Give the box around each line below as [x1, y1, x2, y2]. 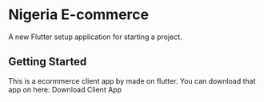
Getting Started [8, 55, 87, 69]
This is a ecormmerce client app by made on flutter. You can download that [8, 76, 256, 85]
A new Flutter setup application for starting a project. [8, 32, 182, 41]
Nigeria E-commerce [8, 6, 150, 24]
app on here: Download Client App [8, 84, 122, 94]
